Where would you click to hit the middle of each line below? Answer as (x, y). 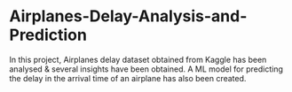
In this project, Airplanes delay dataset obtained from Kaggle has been (138, 59)
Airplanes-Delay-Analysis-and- (128, 16)
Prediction (48, 35)
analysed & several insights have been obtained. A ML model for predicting (146, 69)
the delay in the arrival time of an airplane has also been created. (128, 78)
